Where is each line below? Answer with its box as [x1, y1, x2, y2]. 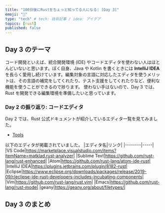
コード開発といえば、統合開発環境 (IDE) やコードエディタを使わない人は [5, 59, 152, 65]
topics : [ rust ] [5, 21, 37, 26]
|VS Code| [5, 148, 26, 154]
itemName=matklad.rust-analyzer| [5, 153, 75, 159]
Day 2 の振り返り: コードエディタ [5, 103, 84, 110]
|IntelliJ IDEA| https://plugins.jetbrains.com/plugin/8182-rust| [5, 164, 127, 170]
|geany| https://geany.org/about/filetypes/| [39, 184, 125, 190]
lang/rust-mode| [5, 184, 39, 190]
